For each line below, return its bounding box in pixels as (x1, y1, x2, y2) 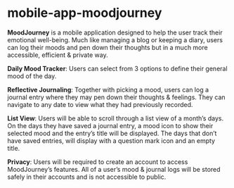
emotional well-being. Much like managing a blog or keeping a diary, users (7, 35, 223, 44)
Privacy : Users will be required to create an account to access (7, 157, 188, 166)
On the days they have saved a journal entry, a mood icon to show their (7, 121, 214, 130)
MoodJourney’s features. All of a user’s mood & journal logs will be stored (7, 165, 221, 173)
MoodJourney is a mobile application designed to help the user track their (7, 28, 223, 37)
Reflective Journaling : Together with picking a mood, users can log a (7, 85, 209, 94)
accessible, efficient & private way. (7, 51, 108, 59)
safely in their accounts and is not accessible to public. (7, 173, 167, 181)
